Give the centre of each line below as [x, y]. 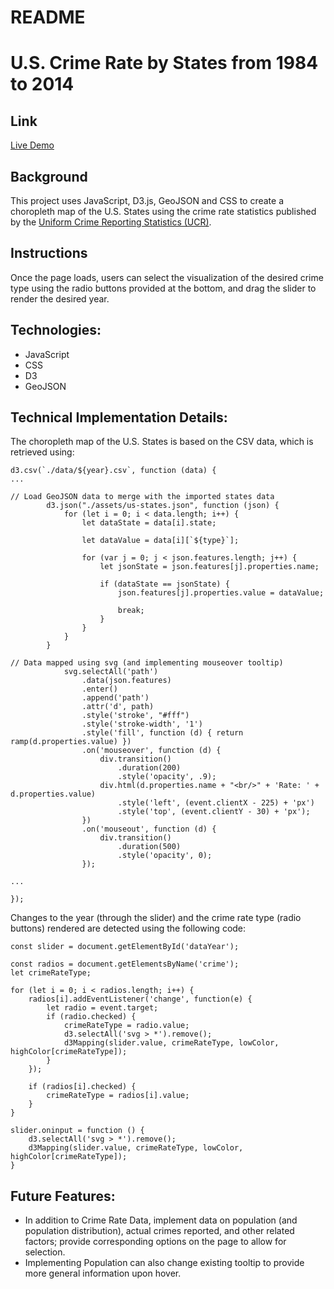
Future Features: [63, 1196]
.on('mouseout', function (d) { [149, 829]
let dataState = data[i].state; [149, 523]
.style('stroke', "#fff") [135, 716]
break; [131, 611]
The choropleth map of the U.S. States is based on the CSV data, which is [162, 442]
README [48, 17]
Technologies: [56, 330]
